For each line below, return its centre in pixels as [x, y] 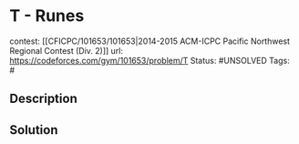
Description [43, 99]
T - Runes [47, 16]
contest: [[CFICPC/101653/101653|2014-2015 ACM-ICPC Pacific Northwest [149, 41]
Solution [34, 130]
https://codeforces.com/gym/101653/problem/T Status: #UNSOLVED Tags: [149, 60]
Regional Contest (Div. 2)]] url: [67, 50]
